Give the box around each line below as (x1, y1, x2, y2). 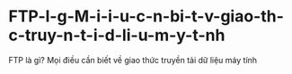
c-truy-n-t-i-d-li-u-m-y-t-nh (8, 25, 226, 45)
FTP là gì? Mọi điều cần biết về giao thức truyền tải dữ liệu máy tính (8, 54, 258, 65)
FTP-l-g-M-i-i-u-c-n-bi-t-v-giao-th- (8, 6, 285, 27)
